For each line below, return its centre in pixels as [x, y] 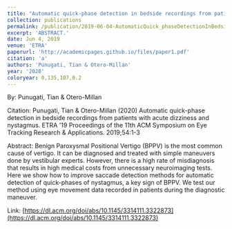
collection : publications [44, 20]
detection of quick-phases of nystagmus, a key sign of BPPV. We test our [111, 183]
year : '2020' [26, 71]
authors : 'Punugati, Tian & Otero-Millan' [69, 65]
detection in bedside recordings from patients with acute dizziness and [108, 118]
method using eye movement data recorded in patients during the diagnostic [116, 190]
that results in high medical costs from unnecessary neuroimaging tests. [110, 168]
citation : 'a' [28, 59]
